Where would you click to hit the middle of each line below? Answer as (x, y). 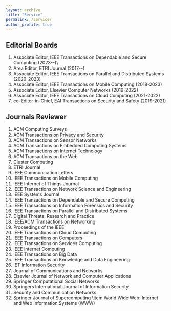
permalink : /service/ (29, 19)
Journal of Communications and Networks (58, 270)
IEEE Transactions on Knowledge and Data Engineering (71, 259)
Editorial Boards (32, 45)
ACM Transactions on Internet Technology (58, 151)
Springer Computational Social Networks (56, 281)
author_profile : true (29, 24)
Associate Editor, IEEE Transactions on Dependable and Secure (80, 57)
